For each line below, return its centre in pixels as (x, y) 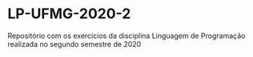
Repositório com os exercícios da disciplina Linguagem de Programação (127, 36)
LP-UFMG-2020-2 (69, 14)
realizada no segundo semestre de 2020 (74, 44)
